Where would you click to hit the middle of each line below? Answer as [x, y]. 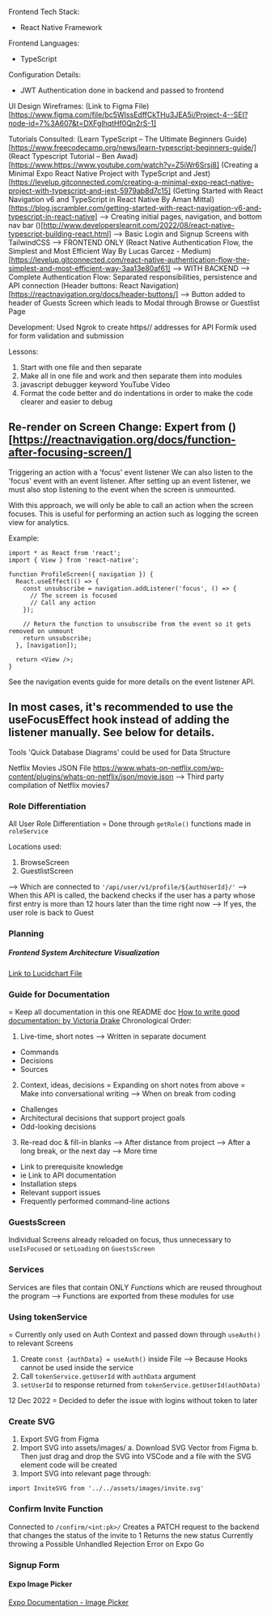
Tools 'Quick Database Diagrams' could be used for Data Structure [119, 752]
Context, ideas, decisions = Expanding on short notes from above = [133, 1085]
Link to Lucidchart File [45, 973]
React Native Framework [61, 27]
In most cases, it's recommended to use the [121, 707]
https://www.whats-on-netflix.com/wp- [158, 768]
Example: [24, 538]
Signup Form [34, 1565]
